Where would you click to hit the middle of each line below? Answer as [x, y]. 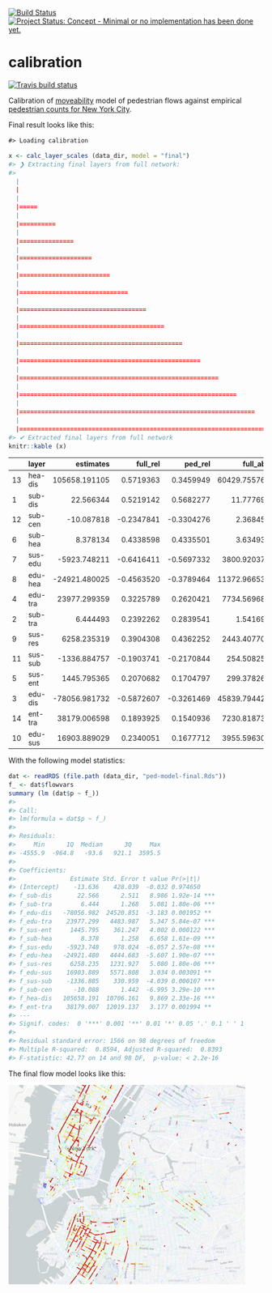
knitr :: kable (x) [38, 446]
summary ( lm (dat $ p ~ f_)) [54, 793]
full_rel [148, 464]
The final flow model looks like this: [67, 1074]
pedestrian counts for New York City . [70, 108]
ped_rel [198, 464]
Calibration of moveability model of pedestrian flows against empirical [125, 100]
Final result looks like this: [51, 125]
